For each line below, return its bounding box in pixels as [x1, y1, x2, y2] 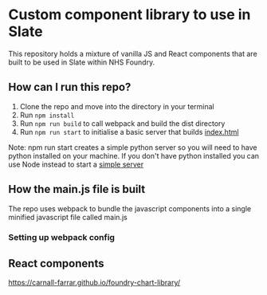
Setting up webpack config [8, 232, 116, 243]
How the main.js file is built [8, 183, 146, 196]
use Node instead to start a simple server [8, 159, 144, 169]
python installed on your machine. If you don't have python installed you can [8, 151, 260, 160]
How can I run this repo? [8, 81, 132, 94]
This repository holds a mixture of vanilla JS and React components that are [8, 49, 257, 58]
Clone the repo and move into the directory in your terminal [19, 101, 215, 111]
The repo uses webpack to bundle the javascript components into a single [8, 203, 252, 213]
